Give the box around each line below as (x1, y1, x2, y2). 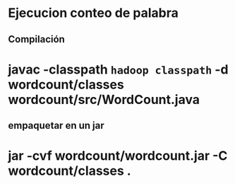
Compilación (8, 33, 66, 45)
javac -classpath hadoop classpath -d (8, 62, 229, 77)
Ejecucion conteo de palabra (8, 5, 179, 21)
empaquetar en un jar (8, 120, 104, 132)
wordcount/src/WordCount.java (8, 91, 200, 108)
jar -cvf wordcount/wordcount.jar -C (8, 148, 228, 164)
